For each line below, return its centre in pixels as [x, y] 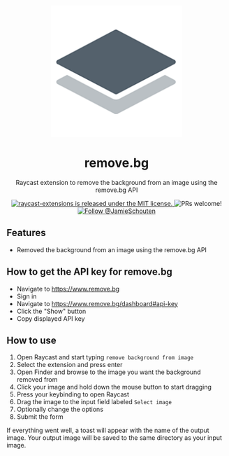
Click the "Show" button [51, 311]
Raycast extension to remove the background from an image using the [117, 182]
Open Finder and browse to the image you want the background [109, 372]
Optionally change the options [60, 409]
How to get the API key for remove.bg [89, 272]
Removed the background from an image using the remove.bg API [112, 249]
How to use [31, 340]
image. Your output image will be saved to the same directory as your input [114, 438]
